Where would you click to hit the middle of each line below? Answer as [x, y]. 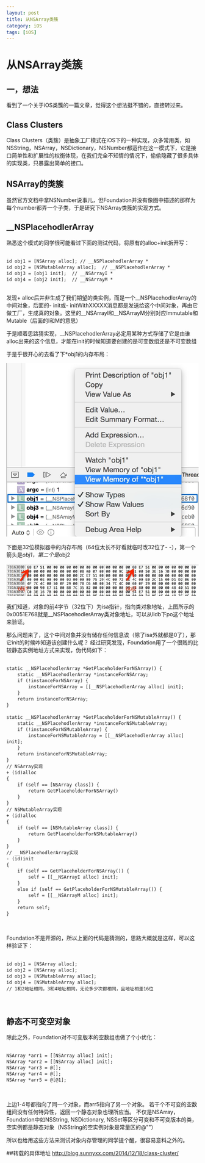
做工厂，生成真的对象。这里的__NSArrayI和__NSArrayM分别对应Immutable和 [102, 313]
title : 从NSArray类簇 [32, 19]
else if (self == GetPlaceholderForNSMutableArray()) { [90, 890]
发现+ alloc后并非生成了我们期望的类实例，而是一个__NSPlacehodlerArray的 [102, 297]
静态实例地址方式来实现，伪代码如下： [59, 650]
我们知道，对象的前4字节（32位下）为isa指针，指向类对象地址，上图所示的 [100, 607]
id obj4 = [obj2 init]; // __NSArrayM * [60, 279]
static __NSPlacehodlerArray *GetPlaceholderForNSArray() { [85, 669]
